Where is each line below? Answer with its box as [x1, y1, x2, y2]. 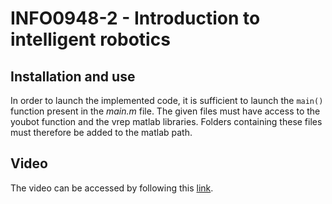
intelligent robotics [10, 28, 171, 51]
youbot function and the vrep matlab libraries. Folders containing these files [10, 116, 323, 127]
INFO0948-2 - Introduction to [10, 7, 261, 30]
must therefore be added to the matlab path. [10, 127, 193, 138]
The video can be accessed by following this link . [10, 182, 214, 194]
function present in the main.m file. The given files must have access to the [10, 105, 321, 117]
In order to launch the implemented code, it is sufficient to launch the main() [10, 95, 324, 106]
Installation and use [10, 68, 136, 85]
